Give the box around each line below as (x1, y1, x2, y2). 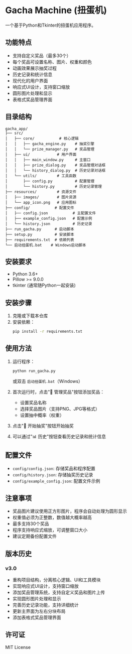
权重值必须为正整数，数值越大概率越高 (12, 514, 92, 520)
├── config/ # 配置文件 (5, 205, 74, 210)
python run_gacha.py (12, 368, 56, 373)
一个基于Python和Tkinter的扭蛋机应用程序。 (5, 22, 96, 28)
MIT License (5, 644, 31, 650)
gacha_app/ (5, 126, 28, 131)
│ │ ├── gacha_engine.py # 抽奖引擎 (5, 141, 94, 146)
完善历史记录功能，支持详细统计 (12, 602, 79, 608)
